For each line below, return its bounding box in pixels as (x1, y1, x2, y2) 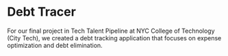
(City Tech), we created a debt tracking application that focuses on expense (7, 33, 222, 42)
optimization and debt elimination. (7, 41, 103, 49)
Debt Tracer (7, 4, 77, 20)
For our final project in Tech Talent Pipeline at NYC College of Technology (7, 27, 215, 35)
